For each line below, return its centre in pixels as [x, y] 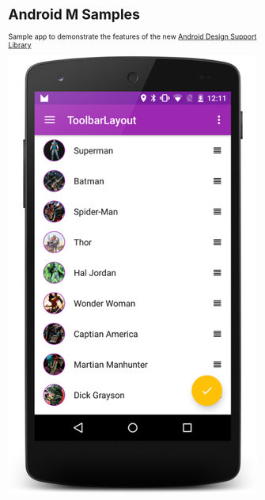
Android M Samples [74, 15]
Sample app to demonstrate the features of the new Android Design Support [132, 36]
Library [20, 44]
